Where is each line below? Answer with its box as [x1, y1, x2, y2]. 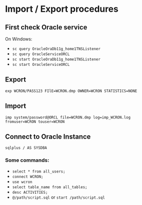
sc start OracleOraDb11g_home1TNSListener [12, 57, 101, 62]
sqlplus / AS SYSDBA [5, 146, 48, 150]
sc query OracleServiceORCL [12, 52, 70, 57]
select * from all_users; [12, 169, 65, 174]
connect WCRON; [12, 174, 44, 179]
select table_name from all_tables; [12, 184, 87, 190]
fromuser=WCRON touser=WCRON [5, 119, 65, 124]
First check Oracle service [5, 23, 87, 31]
